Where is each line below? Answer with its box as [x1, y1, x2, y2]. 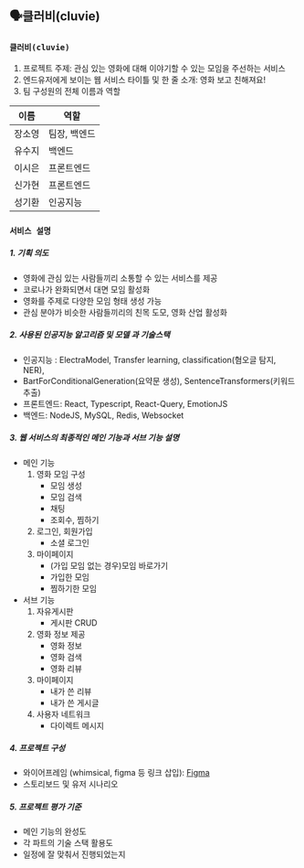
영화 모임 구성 [36, 468, 86, 479]
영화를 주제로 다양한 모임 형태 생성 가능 [22, 295, 162, 306]
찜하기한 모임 [49, 583, 98, 594]
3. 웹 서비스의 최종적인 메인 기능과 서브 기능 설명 [9, 433, 180, 444]
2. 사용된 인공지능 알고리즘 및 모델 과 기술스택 [9, 329, 171, 340]
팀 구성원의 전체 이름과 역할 [22, 85, 121, 96]
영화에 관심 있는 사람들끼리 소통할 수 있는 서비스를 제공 [22, 273, 218, 284]
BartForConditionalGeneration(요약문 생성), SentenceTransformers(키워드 [22, 375, 296, 386]
